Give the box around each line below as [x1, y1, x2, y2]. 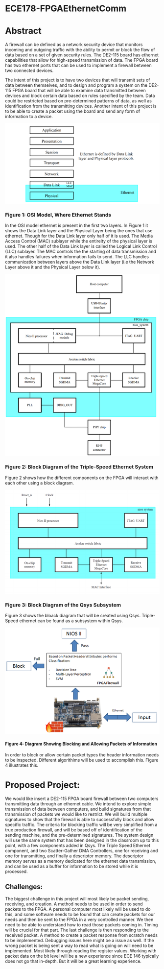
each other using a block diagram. [5, 480, 74, 485]
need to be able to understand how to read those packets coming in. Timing [5, 921, 158, 927]
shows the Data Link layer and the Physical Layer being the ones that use [5, 228, 153, 234]
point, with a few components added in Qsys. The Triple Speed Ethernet [5, 842, 151, 848]
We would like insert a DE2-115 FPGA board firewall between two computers [5, 796, 159, 801]
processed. [5, 868, 28, 874]
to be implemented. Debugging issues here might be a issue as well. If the [5, 937, 154, 943]
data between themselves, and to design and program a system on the [5, 82, 148, 88]
